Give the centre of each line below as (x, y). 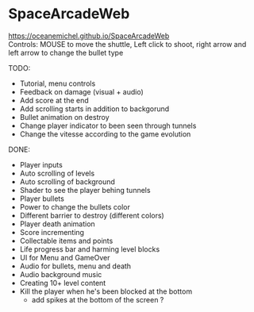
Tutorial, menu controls (58, 83)
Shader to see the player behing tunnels (85, 190)
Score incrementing (52, 232)
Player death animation (57, 224)
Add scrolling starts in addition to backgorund (94, 109)
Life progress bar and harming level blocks (90, 249)
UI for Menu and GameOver (65, 257)
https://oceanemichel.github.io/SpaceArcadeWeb (89, 36)
